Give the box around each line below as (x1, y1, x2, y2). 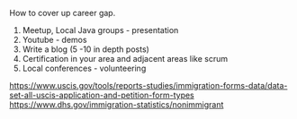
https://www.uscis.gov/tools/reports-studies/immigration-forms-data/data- (9, 81, 288, 90)
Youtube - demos (22, 35, 87, 45)
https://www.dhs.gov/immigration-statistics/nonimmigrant (9, 99, 224, 110)
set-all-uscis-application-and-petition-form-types (9, 89, 195, 100)
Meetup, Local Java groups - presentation (22, 25, 179, 35)
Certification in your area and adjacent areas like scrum (22, 54, 228, 64)
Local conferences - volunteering (22, 63, 147, 73)
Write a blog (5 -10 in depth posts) (22, 44, 150, 55)
